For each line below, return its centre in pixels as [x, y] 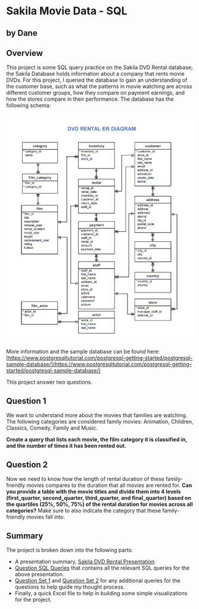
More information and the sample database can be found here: [83, 352]
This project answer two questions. [49, 382]
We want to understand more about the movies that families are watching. [97, 415]
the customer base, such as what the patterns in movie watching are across [99, 86]
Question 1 [26, 401]
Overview [25, 53]
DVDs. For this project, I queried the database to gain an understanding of [97, 80]
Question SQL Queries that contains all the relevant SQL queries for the [102, 568]
